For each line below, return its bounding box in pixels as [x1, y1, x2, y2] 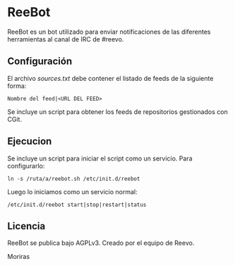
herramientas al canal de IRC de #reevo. [7, 34, 124, 43]
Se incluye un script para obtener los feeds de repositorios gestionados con [7, 107, 228, 116]
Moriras [7, 253, 30, 261]
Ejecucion [7, 135, 52, 148]
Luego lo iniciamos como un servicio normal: [7, 187, 138, 196]
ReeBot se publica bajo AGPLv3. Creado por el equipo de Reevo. [7, 239, 195, 247]
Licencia [7, 220, 46, 232]
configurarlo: [7, 161, 45, 170]
